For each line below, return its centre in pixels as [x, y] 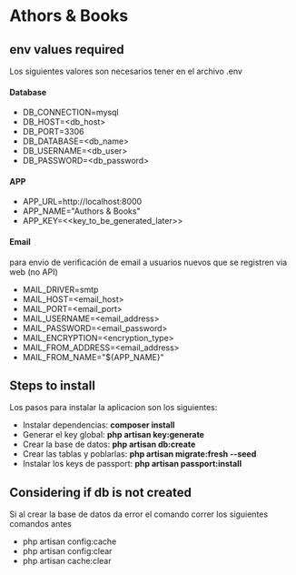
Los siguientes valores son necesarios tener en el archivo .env [126, 71]
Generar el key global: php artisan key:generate [113, 435]
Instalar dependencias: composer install [99, 425]
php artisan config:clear [67, 551]
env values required [67, 50]
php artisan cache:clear [67, 561]
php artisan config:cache [69, 541]
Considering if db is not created [101, 492]
